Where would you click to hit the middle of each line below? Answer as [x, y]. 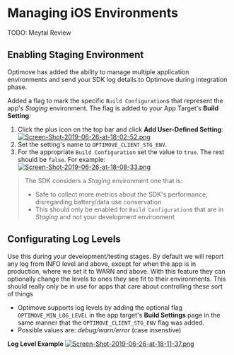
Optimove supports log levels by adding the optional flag [100, 307]
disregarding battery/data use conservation [98, 202]
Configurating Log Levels [64, 239]
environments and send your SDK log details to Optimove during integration [117, 79]
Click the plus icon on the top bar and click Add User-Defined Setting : [121, 129]
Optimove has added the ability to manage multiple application [98, 71]
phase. [17, 87]
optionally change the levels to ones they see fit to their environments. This [117, 279]
